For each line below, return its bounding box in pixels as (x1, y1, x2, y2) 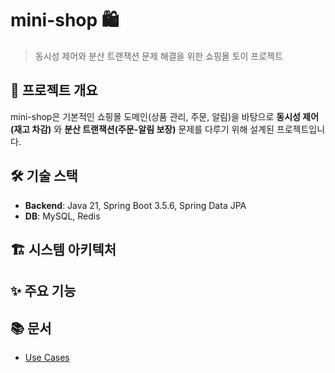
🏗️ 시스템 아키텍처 (10, 241, 117, 258)
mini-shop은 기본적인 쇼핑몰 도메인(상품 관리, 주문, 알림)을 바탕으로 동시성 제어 (10, 110, 320, 122)
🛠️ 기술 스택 (10, 168, 78, 185)
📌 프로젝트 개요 (10, 82, 98, 99)
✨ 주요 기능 (10, 283, 77, 300)
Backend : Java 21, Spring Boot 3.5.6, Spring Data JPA (24, 199, 247, 211)
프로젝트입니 (276, 123, 326, 135)
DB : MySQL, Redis (24, 210, 101, 222)
